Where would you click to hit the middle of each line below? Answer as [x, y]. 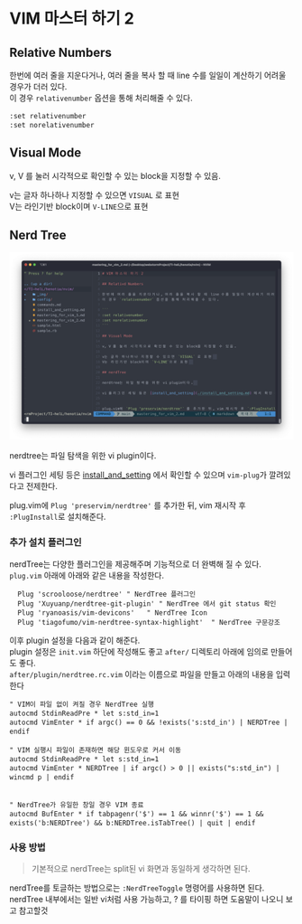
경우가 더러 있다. [38, 86]
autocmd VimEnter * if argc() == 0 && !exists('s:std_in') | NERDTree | [149, 722]
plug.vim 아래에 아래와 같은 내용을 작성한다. [87, 575]
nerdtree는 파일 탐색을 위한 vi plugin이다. [83, 456]
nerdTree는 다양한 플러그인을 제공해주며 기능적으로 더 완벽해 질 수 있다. [135, 564]
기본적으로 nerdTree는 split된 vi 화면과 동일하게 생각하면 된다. [141, 868]
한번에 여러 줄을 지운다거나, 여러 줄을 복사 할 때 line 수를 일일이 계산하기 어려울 [148, 75]
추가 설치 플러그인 [46, 542]
